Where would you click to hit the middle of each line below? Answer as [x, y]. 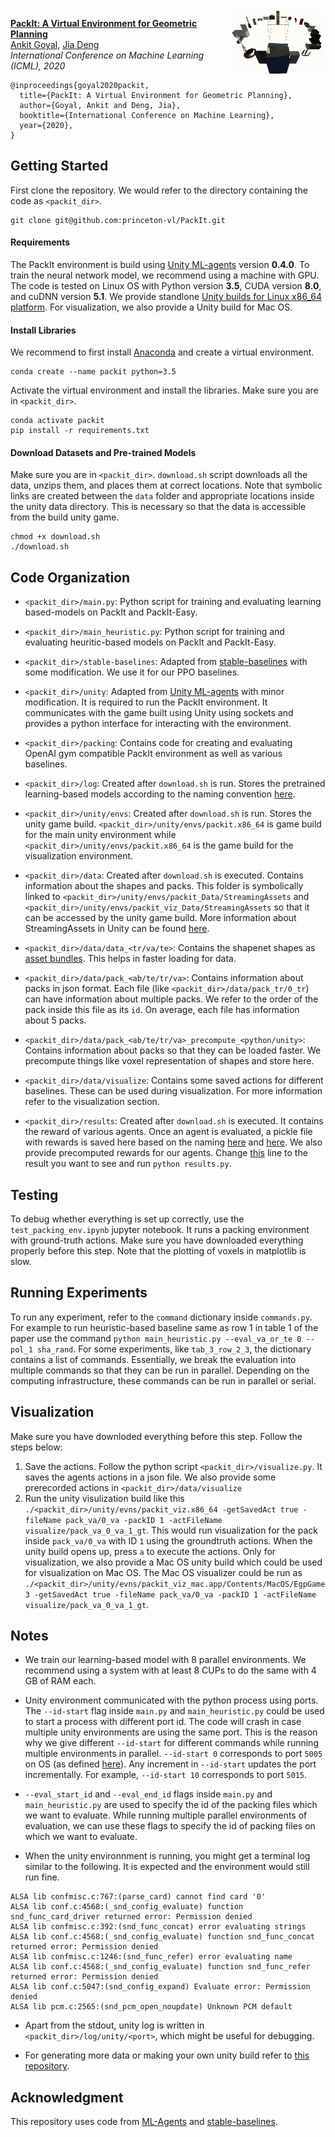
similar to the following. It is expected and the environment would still [167, 1867]
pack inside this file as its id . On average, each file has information [162, 1010]
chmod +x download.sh [55, 537]
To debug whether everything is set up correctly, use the [127, 1219]
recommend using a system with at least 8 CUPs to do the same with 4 [170, 1670]
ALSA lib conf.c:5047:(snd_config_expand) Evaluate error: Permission [160, 1987]
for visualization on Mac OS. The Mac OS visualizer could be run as [163, 1572]
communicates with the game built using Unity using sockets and [159, 713]
